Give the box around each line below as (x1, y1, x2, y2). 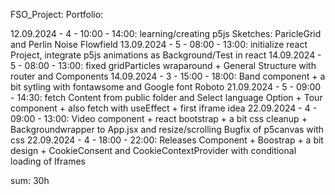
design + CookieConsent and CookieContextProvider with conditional (10, 145, 297, 156)
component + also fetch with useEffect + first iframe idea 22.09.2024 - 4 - (10, 102, 318, 114)
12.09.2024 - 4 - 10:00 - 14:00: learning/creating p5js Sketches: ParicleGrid (10, 28, 322, 39)
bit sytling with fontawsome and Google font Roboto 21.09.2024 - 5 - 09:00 (10, 81, 322, 93)
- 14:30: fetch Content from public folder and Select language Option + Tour (10, 92, 323, 103)
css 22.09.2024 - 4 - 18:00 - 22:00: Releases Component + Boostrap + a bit (10, 134, 324, 146)
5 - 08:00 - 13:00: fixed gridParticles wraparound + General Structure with (10, 60, 317, 71)
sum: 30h (10, 175, 50, 186)
